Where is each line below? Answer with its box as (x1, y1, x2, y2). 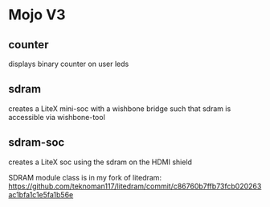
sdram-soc (8, 135, 65, 150)
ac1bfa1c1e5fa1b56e (8, 189, 74, 199)
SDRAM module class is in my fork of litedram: (8, 172, 162, 182)
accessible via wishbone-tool (8, 112, 106, 122)
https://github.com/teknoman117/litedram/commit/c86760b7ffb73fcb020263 (8, 181, 262, 191)
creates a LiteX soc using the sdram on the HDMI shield (8, 157, 193, 167)
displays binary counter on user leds (8, 59, 129, 68)
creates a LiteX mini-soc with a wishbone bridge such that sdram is (8, 103, 231, 114)
